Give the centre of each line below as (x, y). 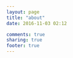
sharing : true (25, 40)
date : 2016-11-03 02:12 (37, 23)
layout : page (23, 12)
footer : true (23, 46)
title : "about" (26, 18)
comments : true (26, 34)
